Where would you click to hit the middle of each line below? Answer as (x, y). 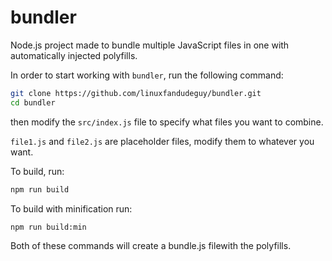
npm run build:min (48, 227)
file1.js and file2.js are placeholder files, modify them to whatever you (162, 141)
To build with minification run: (71, 208)
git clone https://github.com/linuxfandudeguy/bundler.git (136, 93)
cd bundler (33, 102)
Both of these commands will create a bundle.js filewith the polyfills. (151, 246)
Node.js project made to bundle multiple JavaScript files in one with (150, 45)
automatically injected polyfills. (74, 55)
